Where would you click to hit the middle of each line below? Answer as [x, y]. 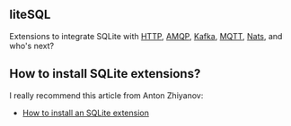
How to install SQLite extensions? [105, 74]
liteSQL [30, 15]
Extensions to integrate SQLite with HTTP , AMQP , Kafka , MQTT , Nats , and [146, 36]
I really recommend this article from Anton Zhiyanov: [106, 95]
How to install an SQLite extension [86, 113]
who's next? [32, 46]
